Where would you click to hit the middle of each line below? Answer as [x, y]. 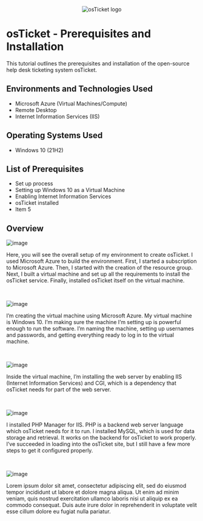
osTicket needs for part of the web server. [59, 390]
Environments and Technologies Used [80, 89]
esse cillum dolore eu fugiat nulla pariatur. [58, 511]
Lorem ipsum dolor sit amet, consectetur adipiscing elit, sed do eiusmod [96, 486]
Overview [25, 228]
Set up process [34, 184]
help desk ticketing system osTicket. [52, 70]
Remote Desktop [36, 110]
